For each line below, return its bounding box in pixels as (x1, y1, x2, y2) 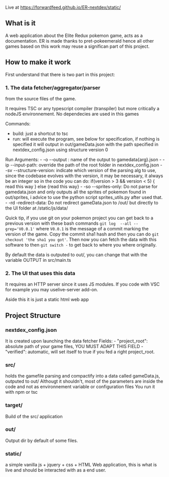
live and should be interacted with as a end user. (5, 467, 106, 473)
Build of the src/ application (5, 413, 63, 419)
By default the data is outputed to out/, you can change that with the (5, 251, 148, 258)
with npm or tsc (5, 389, 38, 395)
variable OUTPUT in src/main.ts (5, 257, 71, 263)
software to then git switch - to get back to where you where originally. (5, 242, 157, 248)
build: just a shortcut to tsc (12, 130, 68, 137)
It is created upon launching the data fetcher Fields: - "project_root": (5, 337, 148, 344)
